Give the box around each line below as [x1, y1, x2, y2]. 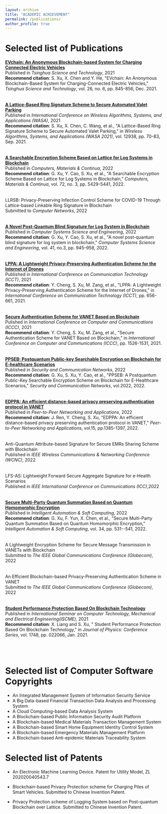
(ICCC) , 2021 [5, 324, 32, 330]
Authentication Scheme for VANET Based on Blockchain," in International [5, 335, 155, 341]
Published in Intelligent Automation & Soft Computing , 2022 [5, 510, 128, 516]
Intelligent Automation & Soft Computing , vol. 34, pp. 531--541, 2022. [5, 526, 147, 532]
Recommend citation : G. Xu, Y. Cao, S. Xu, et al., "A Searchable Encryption [5, 171, 160, 177]
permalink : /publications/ [5, 16, 61, 21]
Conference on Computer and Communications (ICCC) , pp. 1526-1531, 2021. [5, 340, 162, 346]
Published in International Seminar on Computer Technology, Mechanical [5, 611, 156, 617]
